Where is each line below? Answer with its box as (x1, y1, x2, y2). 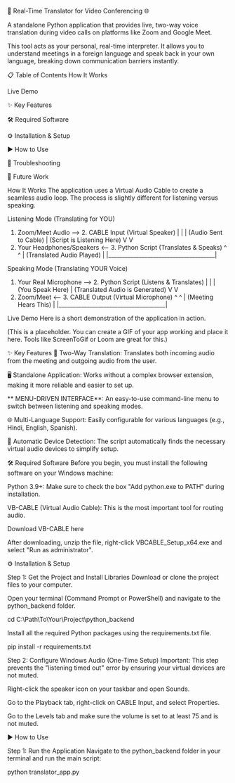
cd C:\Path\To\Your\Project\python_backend (7, 616, 135, 623)
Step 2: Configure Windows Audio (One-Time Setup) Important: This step (7, 656, 219, 664)
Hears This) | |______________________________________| (17, 300, 168, 309)
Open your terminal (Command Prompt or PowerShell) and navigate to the (7, 594, 221, 602)
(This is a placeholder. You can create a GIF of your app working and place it (7, 328, 229, 336)
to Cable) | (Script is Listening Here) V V (17, 236, 133, 244)
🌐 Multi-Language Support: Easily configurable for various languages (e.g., (7, 416, 224, 424)
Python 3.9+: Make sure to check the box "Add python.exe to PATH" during (7, 483, 224, 490)
